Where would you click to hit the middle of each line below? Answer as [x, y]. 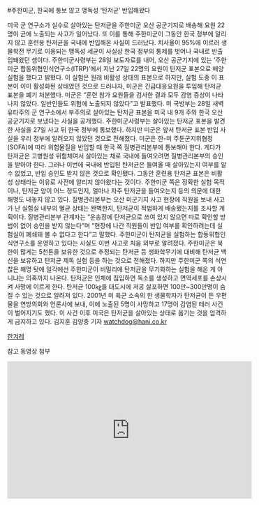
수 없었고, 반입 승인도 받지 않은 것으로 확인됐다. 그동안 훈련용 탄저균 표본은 [109, 173]
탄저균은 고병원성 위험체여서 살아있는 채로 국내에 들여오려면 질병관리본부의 [109, 156]
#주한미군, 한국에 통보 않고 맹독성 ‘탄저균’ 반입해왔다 [79, 10]
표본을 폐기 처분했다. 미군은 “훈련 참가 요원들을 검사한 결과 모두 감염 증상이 [109, 95]
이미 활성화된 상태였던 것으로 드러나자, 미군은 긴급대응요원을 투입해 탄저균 [121, 86]
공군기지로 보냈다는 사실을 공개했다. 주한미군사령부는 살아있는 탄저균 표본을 [110, 121]
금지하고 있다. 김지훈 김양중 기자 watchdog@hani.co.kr [91, 322]
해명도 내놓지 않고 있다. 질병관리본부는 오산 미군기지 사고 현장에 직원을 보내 [110, 199]
